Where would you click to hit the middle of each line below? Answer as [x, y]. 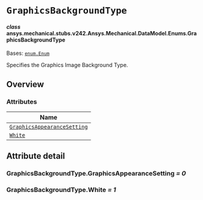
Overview [25, 84]
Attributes [22, 101]
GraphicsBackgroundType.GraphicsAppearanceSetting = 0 [96, 174]
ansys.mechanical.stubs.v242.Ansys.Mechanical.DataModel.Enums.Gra [102, 33]
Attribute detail [36, 156]
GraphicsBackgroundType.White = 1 [61, 190]
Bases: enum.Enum [28, 53]
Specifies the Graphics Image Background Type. [67, 65]
